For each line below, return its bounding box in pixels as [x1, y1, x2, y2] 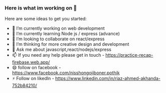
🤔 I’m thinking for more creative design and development [12, 41, 129, 47]
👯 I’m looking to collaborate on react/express [12, 36, 105, 42]
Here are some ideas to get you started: [5, 16, 87, 22]
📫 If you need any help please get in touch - [12, 52, 105, 58]
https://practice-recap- [105, 52, 153, 58]
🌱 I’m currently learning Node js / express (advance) [12, 31, 120, 37]
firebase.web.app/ [12, 59, 50, 65]
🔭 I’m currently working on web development [12, 25, 105, 31]
